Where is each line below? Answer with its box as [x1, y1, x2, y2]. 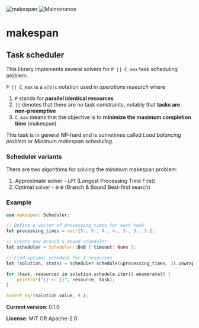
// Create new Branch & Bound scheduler [6, 239, 108, 245]
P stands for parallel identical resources [14, 95, 114, 102]
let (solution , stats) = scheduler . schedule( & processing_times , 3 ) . [6, 261, 179, 266]
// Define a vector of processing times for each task [6, 223, 145, 229]
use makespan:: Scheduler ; [6, 212, 70, 218]
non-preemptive [14, 107, 56, 114]
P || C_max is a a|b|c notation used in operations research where [6, 83, 166, 90]
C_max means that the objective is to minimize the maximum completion [14, 114, 191, 121]
